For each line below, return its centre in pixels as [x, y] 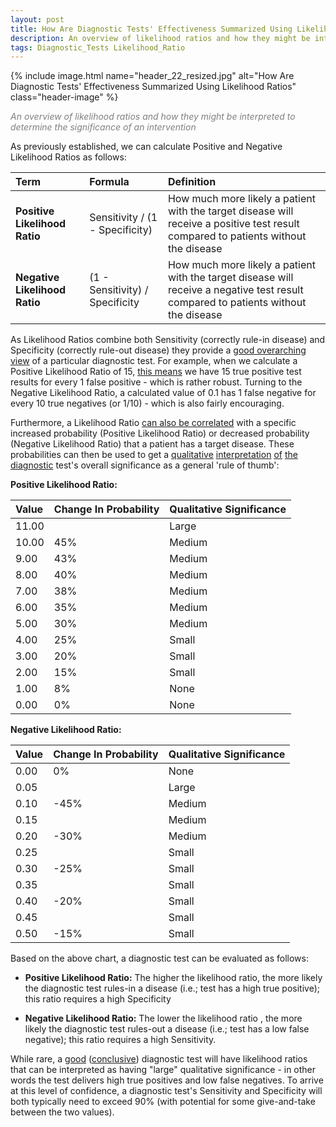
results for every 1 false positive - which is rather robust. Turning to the [156, 382]
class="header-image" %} [64, 97]
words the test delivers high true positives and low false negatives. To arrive [167, 1080]
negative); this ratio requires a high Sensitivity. [120, 1040]
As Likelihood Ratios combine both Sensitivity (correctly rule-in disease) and [168, 340]
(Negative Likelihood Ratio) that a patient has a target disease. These [152, 444]
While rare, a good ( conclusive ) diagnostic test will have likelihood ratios [159, 1059]
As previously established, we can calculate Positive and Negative [146, 147]
